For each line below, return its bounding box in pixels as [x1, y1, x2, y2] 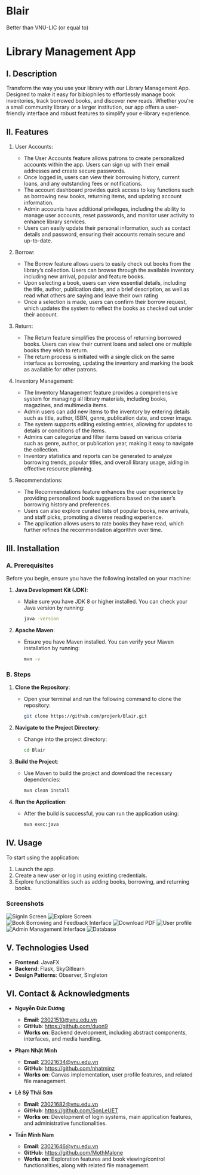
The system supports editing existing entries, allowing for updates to [23, 420, 193, 427]
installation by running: [23, 645, 80, 652]
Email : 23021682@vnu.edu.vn [23, 1100, 99, 1108]
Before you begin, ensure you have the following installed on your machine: [6, 575, 192, 582]
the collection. [23, 446, 59, 453]
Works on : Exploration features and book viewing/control [23, 1155, 165, 1162]
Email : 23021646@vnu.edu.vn [23, 1142, 99, 1150]
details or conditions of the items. [23, 427, 106, 434]
